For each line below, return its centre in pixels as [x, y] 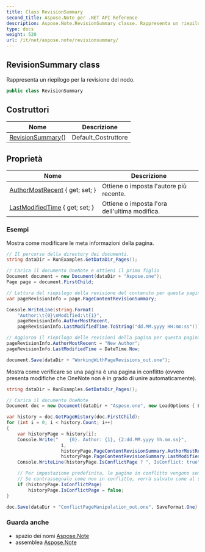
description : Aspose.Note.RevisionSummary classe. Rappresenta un [92, 23]
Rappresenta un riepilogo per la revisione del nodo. [71, 79]
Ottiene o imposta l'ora [135, 203]
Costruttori [28, 110]
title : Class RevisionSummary [45, 12]
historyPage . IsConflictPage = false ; [76, 490]
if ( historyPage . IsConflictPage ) [60, 484]
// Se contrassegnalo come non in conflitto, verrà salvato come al [106, 479]
